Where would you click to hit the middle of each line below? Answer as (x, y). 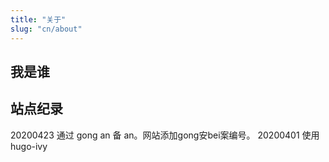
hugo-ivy (29, 146)
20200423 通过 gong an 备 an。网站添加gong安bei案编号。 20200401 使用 (165, 135)
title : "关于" (38, 19)
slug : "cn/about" (46, 29)
